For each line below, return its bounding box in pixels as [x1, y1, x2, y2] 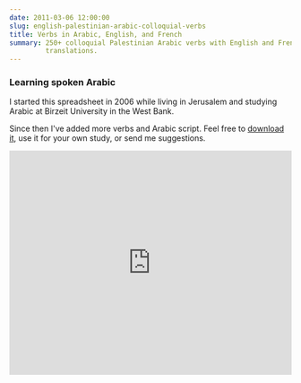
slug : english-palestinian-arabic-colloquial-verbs [9, 22, 206, 30]
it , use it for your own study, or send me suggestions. [9, 133, 206, 144]
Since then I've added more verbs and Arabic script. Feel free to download [9, 123, 285, 135]
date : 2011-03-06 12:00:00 [9, 13, 110, 22]
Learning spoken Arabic [9, 76, 116, 89]
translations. [45, 47, 99, 56]
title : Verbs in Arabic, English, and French [9, 30, 182, 39]
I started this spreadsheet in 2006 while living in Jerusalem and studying [9, 96, 278, 108]
